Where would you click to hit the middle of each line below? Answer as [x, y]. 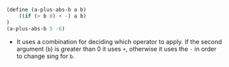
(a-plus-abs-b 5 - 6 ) [36, 28]
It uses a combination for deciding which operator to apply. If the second [119, 41]
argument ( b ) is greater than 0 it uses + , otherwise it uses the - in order [116, 49]
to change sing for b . [45, 56]
